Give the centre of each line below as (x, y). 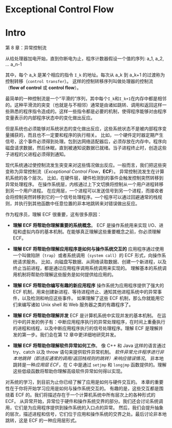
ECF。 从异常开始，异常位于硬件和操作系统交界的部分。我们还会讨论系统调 (84, 401)
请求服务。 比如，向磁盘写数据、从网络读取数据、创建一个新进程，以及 (92, 262)
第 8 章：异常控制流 (26, 48)
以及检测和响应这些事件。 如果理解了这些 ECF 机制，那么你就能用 (91, 298)
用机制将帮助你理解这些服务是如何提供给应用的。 (64, 274)
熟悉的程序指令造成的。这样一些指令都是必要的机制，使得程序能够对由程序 (88, 112)
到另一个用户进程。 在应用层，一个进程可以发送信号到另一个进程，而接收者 (84, 191)
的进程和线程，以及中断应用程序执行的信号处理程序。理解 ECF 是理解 (85, 328)
